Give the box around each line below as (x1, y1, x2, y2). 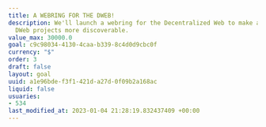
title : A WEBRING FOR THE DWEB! (8, 11, 115, 20)
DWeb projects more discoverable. (15, 26, 129, 34)
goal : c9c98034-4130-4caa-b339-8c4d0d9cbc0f (8, 41, 158, 49)
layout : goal (8, 70, 51, 78)
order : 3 (8, 56, 37, 64)
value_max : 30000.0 (8, 33, 73, 42)
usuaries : (8, 92, 41, 100)
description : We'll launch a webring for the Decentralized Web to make (8, 19, 253, 27)
